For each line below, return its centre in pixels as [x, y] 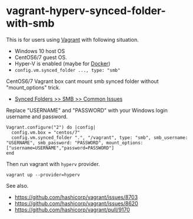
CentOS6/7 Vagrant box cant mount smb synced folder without [82, 81]
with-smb [30, 23]
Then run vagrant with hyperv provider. [53, 164]
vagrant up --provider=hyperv [43, 175]
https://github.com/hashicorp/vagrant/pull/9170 [72, 210]
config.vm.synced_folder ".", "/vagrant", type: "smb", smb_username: [100, 137]
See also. [17, 185]
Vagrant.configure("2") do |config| [51, 127]
